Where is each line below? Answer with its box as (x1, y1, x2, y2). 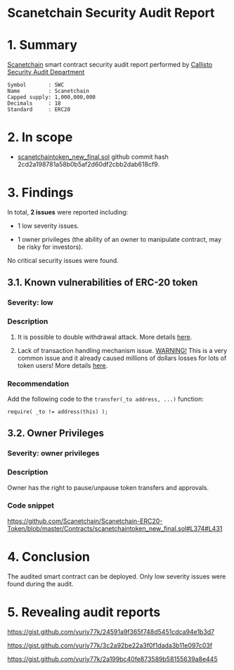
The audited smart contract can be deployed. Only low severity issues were (7, 572, 226, 581)
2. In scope (7, 129, 73, 146)
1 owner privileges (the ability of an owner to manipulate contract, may (17, 236, 221, 243)
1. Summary (7, 37, 78, 53)
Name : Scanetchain (7, 88, 90, 95)
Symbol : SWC (7, 82, 65, 89)
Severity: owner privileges (7, 449, 100, 458)
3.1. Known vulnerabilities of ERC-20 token (7, 276, 198, 289)
